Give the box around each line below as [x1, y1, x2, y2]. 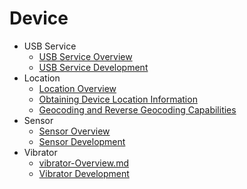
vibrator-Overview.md [38, 157, 129, 169]
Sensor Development [38, 135, 126, 147]
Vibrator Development [38, 167, 130, 179]
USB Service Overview [38, 50, 133, 62]
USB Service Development [38, 61, 149, 73]
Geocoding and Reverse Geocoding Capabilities [38, 103, 237, 116]
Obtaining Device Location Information [38, 93, 198, 105]
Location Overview [38, 82, 117, 94]
